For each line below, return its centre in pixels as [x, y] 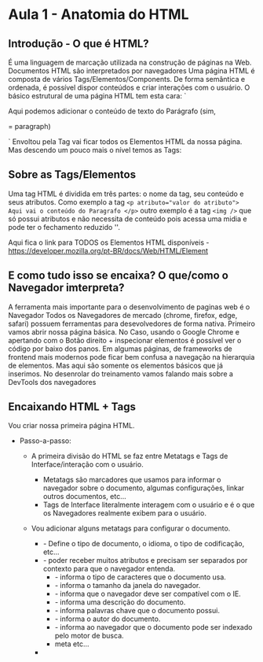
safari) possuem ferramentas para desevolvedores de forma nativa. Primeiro [131, 324]
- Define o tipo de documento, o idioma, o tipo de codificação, [144, 544]
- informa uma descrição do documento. [120, 602]
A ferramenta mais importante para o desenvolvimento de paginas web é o [129, 307]
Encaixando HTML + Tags [72, 407]
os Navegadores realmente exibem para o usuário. [124, 513]
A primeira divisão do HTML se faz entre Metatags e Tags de [130, 456]
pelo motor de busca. [89, 636]
